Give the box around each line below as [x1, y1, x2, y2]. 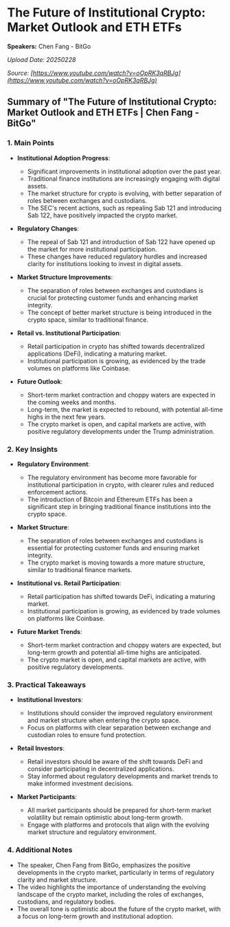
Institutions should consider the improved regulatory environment [27, 709, 213, 717]
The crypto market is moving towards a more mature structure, [27, 558, 205, 567]
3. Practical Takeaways [7, 679, 87, 689]
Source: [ [7, 69, 33, 77]
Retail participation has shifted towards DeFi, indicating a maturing [27, 592, 216, 600]
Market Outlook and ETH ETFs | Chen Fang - [7, 107, 200, 118]
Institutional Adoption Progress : [16, 153, 111, 162]
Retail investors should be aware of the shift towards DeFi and [27, 758, 203, 766]
